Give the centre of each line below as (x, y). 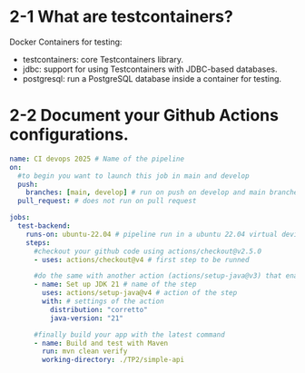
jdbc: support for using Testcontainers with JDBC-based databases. (150, 69)
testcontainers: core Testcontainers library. (103, 59)
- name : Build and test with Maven (101, 343)
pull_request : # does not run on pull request (107, 201)
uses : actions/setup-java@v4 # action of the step (140, 293)
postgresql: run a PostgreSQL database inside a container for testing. (152, 78)
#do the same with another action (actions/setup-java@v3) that (157, 276)
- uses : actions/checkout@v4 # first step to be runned (141, 260)
